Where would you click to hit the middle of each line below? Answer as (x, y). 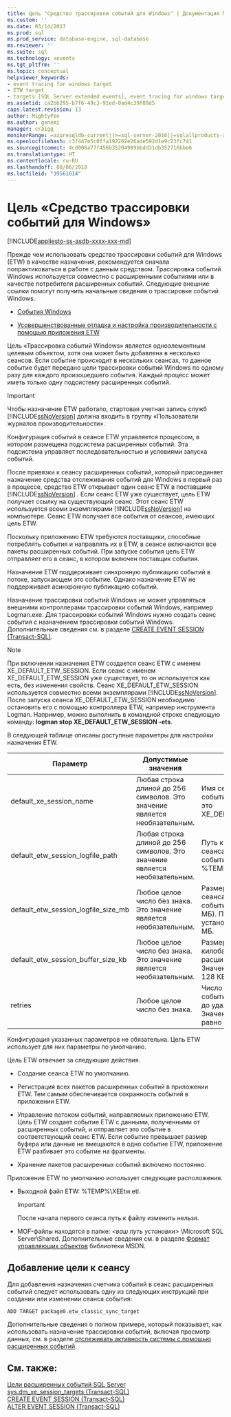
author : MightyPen (33, 116)
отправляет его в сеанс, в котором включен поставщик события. (103, 559)
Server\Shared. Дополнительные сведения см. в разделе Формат (113, 1239)
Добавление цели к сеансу (69, 1268)
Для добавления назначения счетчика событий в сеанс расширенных (111, 1284)
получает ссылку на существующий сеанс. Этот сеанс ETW (95, 502)
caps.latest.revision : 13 (44, 109)
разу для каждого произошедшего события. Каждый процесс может (109, 375)
